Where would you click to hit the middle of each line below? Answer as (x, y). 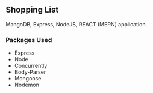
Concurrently (31, 66)
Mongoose (28, 79)
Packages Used (29, 40)
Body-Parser (30, 72)
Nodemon (27, 85)
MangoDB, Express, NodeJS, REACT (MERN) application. (76, 24)
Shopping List (32, 10)
